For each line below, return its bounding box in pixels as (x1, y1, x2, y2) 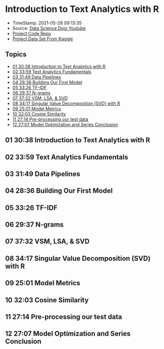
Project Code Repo (12, 30, 51, 36)
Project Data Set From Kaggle (12, 36, 73, 42)
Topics (5, 50, 27, 59)
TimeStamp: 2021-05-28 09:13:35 (12, 20, 82, 26)
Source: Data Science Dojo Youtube (12, 25, 86, 31)
